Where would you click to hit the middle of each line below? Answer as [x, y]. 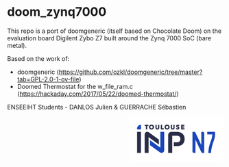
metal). [17, 45]
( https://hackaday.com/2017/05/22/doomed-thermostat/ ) [98, 94]
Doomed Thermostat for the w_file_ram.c [75, 86]
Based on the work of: [38, 58]
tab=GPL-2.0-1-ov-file [48, 79]
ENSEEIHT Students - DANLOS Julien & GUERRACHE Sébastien [97, 107]
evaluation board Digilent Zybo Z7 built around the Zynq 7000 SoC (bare [109, 38]
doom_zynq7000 [57, 12]
